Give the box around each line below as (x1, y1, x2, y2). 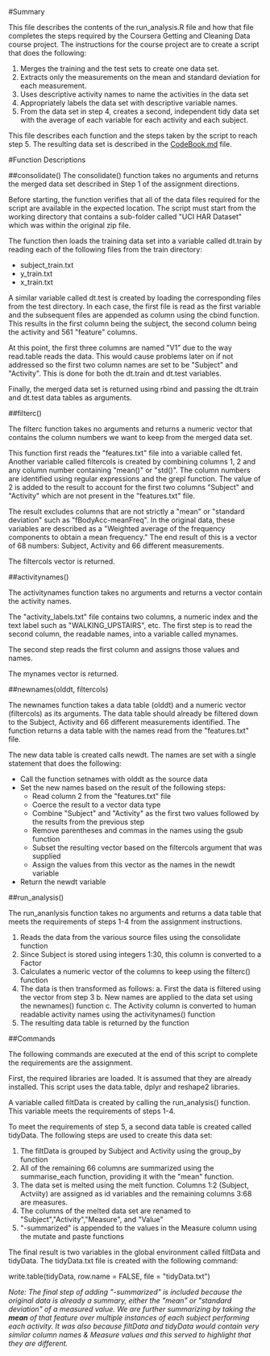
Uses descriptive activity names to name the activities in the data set (19, 89, 249, 99)
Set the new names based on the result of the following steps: (19, 783, 226, 792)
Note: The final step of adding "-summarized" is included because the (8, 1287, 243, 1296)
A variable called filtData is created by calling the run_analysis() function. (8, 1098, 251, 1107)
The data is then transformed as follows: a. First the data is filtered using (19, 984, 261, 993)
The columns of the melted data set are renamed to (19, 1206, 191, 1216)
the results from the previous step (31, 817, 145, 826)
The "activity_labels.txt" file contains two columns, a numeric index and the (8, 612, 259, 622)
